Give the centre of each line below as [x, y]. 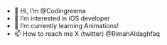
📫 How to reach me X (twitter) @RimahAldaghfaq [87, 34]
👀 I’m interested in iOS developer [62, 18]
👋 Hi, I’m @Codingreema [50, 11]
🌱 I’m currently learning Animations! [66, 26]
